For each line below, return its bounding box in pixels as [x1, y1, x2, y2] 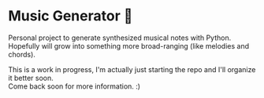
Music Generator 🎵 [8, 7, 133, 25]
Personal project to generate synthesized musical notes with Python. [8, 33, 232, 42]
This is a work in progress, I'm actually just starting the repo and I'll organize [8, 64, 256, 74]
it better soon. [8, 73, 54, 82]
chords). [8, 49, 35, 59]
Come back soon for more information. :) [8, 82, 140, 91]
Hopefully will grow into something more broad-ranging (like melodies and [8, 41, 250, 50]
